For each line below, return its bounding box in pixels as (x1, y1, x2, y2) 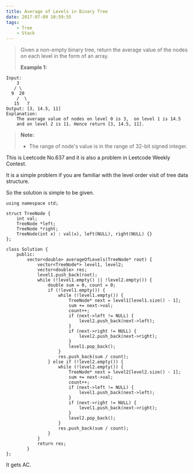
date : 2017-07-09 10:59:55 (6, 14, 72, 20)
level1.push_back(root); (37, 272, 98, 278)
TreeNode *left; (16, 221, 57, 227)
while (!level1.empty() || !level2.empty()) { (37, 277, 153, 283)
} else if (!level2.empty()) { (47, 359, 124, 365)
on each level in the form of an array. (20, 53, 109, 60)
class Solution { (6, 247, 48, 252)
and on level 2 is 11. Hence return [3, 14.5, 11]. (16, 121, 144, 127)
